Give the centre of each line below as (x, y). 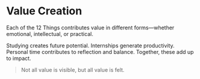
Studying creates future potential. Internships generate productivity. (90, 45)
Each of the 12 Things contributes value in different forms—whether (90, 28)
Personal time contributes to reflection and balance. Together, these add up (100, 51)
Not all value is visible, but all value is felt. (73, 69)
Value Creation (44, 11)
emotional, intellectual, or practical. (50, 34)
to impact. (19, 58)
